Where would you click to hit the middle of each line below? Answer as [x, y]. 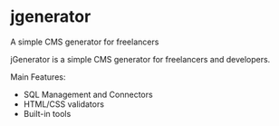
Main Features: [38, 77]
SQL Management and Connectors [88, 94]
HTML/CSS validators [64, 104]
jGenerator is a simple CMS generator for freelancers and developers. [140, 59]
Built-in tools [47, 113]
